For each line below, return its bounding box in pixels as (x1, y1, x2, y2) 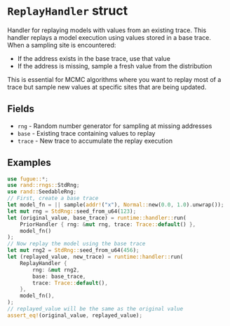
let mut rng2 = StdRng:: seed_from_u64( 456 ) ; (7, 247, 140, 254)
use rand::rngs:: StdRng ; (7, 182, 80, 189)
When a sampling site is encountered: (7, 41, 116, 49)
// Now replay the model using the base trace (7, 241, 146, 248)
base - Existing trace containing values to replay (17, 129, 156, 137)
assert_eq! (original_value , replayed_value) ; (7, 311, 142, 319)
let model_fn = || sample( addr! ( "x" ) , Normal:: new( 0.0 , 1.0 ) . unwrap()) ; (7, 201, 224, 208)
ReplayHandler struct (7, 3, 128, 19)
